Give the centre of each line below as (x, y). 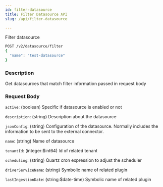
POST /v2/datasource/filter (34, 47)
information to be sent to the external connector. (54, 132)
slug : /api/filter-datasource (36, 19)
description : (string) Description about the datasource (61, 117)
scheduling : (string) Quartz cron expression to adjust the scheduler (74, 160)
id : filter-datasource (28, 10)
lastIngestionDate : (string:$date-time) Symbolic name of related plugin (78, 180)
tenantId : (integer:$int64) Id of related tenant (51, 151)
